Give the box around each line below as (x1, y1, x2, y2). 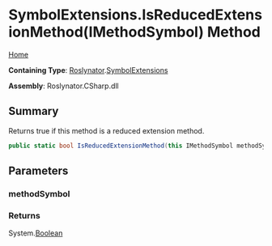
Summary (8, 104, 59, 118)
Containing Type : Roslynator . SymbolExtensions (8, 65, 168, 74)
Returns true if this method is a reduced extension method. (8, 125, 205, 135)
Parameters (8, 164, 69, 178)
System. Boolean (8, 228, 63, 238)
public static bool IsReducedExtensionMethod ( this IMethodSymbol (8, 142, 233, 150)
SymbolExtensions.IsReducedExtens (8, 6, 263, 24)
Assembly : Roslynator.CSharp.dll (8, 81, 119, 91)
